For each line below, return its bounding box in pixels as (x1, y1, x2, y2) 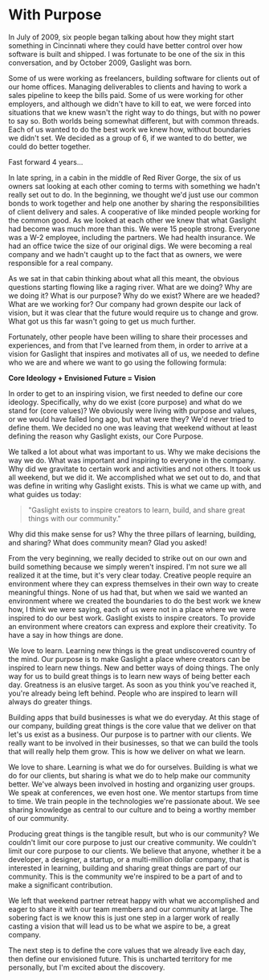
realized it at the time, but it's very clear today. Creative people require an (8, 570, 251, 580)
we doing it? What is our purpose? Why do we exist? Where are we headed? (8, 291, 260, 300)
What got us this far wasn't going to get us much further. (8, 316, 196, 326)
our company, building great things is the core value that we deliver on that (8, 721, 257, 730)
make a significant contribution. (8, 880, 113, 889)
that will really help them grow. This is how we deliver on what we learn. (8, 746, 247, 756)
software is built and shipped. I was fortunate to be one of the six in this (8, 49, 246, 59)
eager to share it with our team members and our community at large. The (8, 904, 253, 913)
